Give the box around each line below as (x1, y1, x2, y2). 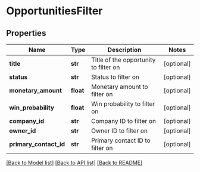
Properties (6, 28, 46, 38)
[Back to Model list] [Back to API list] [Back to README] (6, 159, 143, 166)
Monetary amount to (91, 82, 148, 91)
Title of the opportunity (91, 56, 156, 64)
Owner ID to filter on (91, 127, 148, 135)
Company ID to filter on (91, 117, 157, 125)
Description (107, 46, 142, 54)
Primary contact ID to (91, 136, 151, 145)
